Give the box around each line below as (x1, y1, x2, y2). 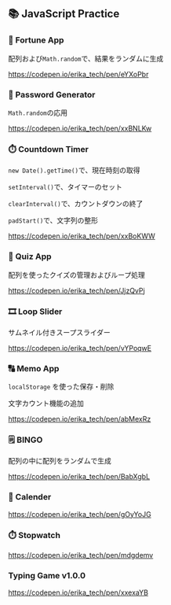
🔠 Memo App (8, 363, 60, 374)
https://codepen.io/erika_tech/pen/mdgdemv (8, 551, 154, 560)
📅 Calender (8, 492, 52, 503)
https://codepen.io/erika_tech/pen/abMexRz (8, 415, 151, 424)
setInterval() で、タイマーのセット (8, 183, 123, 192)
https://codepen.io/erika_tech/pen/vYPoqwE (8, 343, 151, 352)
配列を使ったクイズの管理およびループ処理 (8, 270, 145, 279)
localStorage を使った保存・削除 (8, 382, 115, 392)
